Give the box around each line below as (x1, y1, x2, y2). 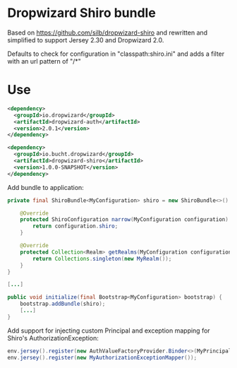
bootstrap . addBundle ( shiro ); (20, 300, 106, 308)
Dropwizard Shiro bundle (7, 5, 157, 21)
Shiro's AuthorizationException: (7, 333, 99, 342)
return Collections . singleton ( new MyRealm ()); (32, 255, 172, 262)
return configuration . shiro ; (32, 222, 119, 230)
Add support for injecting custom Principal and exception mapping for (7, 326, 210, 335)
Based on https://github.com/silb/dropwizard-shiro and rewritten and (7, 28, 208, 37)
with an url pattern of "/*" (7, 57, 81, 65)
